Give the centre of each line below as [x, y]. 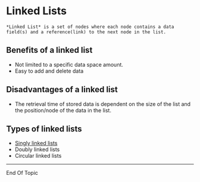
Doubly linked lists [37, 149]
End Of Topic [22, 173]
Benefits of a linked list [49, 50]
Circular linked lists [38, 156]
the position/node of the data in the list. [63, 110]
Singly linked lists [36, 143]
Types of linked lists [44, 129]
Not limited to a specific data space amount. [69, 64]
